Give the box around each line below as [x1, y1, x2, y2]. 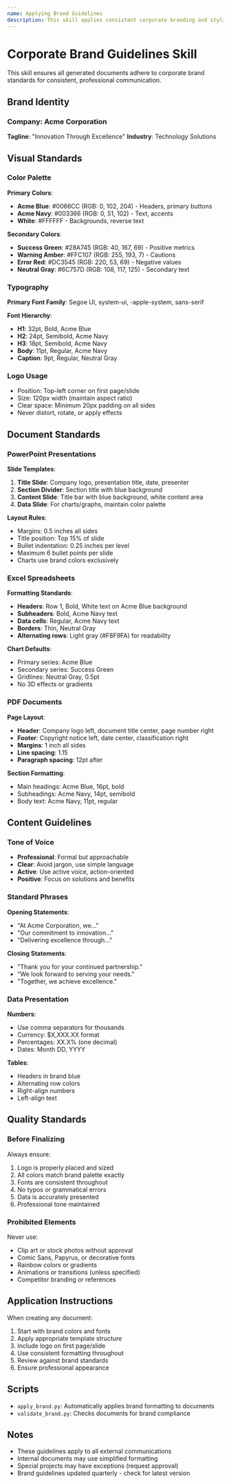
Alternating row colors [16, 1079, 80, 1088]
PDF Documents [7, 697, 63, 707]
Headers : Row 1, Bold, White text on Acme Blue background [16, 602, 188, 611]
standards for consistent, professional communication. [7, 76, 162, 85]
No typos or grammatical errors [16, 1185, 107, 1194]
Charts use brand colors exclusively [16, 556, 119, 564]
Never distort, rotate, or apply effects [16, 409, 122, 417]
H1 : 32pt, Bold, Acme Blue [16, 325, 91, 333]
